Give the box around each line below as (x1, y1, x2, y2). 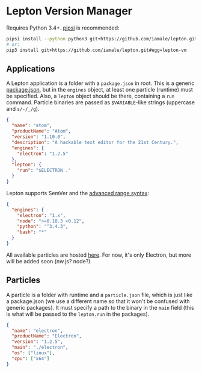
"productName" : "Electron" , (11, 333, 82, 339)
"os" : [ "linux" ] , (11, 350, 55, 356)
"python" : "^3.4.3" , (17, 224, 69, 230)
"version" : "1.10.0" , (11, 134, 66, 140)
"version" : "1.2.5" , (11, 339, 63, 345)
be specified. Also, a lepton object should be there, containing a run (6, 92, 175, 100)
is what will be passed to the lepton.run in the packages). (6, 310, 150, 318)
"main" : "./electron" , (11, 345, 69, 351)
